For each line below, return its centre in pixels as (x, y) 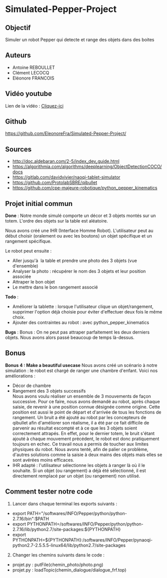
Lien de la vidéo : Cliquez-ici (34, 105)
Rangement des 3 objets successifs (49, 390)
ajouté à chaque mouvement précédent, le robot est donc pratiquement (86, 438)
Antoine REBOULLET (34, 67)
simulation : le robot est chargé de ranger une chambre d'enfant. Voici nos (82, 370)
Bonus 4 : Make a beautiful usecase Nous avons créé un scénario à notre (81, 365)
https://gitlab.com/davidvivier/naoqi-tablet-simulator (66, 177)
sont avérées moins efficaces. (43, 460)
